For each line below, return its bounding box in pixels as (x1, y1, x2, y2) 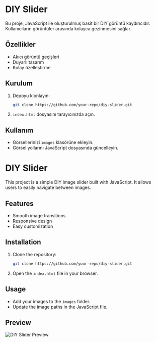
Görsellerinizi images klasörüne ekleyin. (12, 139, 94, 145)
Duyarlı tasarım (12, 59, 44, 65)
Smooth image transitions (12, 213, 66, 218)
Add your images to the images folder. (12, 298, 91, 304)
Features (5, 199, 34, 208)
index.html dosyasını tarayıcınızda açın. (12, 111, 95, 117)
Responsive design (12, 218, 52, 224)
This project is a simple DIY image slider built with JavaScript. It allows (5, 179, 151, 185)
